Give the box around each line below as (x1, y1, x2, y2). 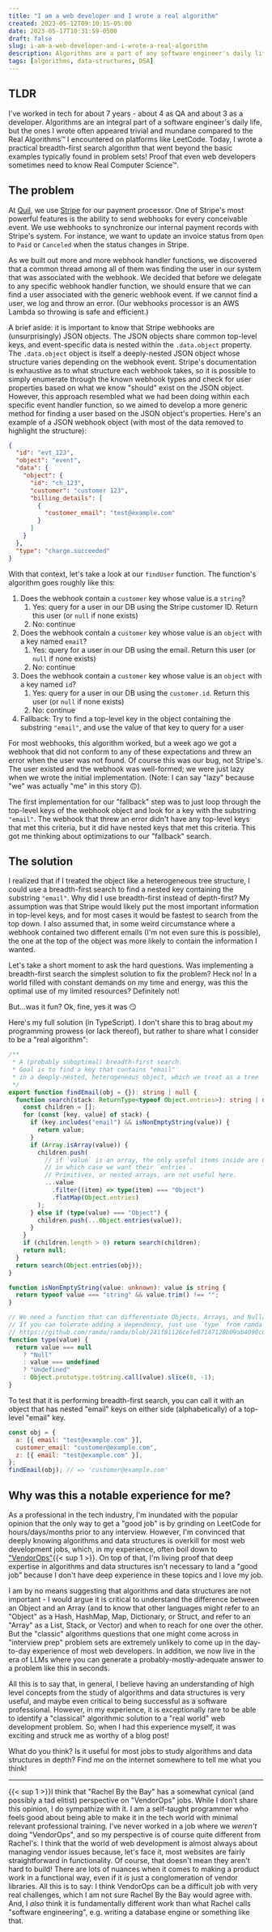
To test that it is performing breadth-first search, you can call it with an (8, 1395, 244, 1405)
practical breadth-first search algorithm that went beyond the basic (8, 143, 233, 152)
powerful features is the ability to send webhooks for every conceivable (8, 214, 249, 223)
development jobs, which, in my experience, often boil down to (8, 1544, 218, 1554)
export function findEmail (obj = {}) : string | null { (8, 1088, 198, 1096)
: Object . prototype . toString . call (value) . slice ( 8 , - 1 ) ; (23, 1373, 216, 1381)
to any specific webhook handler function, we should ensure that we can (8, 281, 251, 291)
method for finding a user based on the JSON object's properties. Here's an (8, 408, 261, 418)
